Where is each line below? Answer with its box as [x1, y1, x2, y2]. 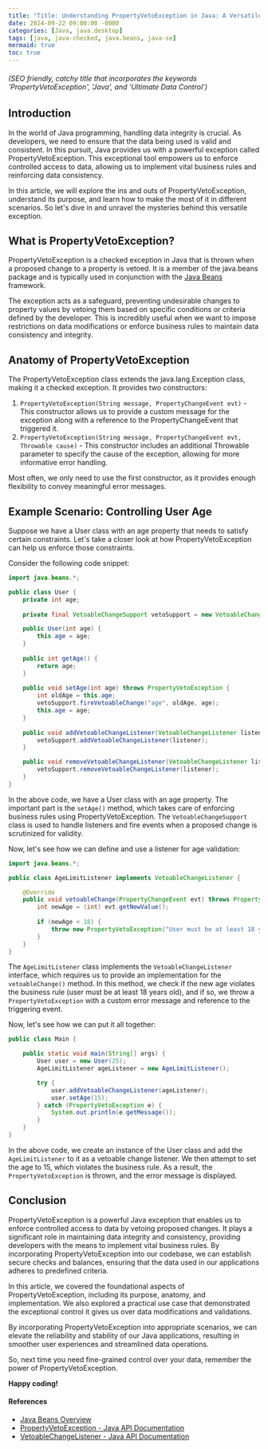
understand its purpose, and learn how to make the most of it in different [8, 194, 247, 203]
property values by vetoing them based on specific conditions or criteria [8, 305, 246, 314]
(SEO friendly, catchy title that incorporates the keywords [8, 73, 198, 83]
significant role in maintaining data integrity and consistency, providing [8, 1232, 241, 1242]
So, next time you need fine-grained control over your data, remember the [8, 1354, 252, 1364]
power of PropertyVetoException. [8, 1363, 118, 1372]
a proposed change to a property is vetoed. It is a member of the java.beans [8, 264, 258, 274]
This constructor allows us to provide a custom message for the [19, 407, 230, 417]
